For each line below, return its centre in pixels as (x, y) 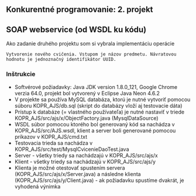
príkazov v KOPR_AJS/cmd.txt (51, 136)
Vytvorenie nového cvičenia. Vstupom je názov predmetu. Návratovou (91, 54)
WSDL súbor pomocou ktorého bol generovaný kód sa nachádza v (94, 124)
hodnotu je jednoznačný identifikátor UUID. (61, 60)
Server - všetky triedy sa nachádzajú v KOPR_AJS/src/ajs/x (86, 155)
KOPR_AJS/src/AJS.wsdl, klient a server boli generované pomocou (95, 130)
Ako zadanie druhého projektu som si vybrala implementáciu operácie (90, 44)
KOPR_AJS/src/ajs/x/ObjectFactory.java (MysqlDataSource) (87, 118)
